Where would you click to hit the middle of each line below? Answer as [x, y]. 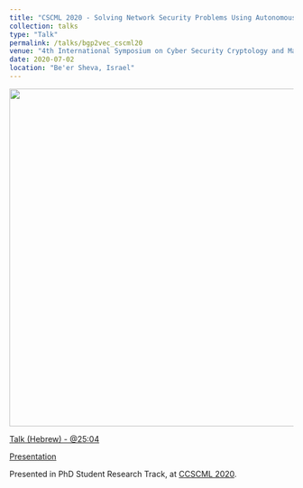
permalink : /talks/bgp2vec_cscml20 [76, 43]
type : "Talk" [34, 34]
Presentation [33, 456]
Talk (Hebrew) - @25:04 [55, 438]
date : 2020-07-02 [42, 59]
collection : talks [44, 26]
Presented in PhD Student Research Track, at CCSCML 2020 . [123, 474]
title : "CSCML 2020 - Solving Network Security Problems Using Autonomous [153, 18]
